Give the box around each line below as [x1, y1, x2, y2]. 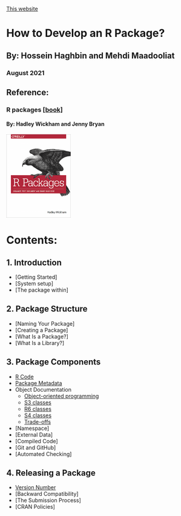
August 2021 [6, 69, 45, 77]
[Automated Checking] [15, 450, 72, 457]
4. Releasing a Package [6, 468, 96, 478]
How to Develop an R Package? [6, 27, 165, 40]
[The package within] [15, 286, 68, 293]
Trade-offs [24, 418, 51, 425]
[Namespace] [15, 424, 50, 432]
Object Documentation [15, 386, 71, 393]
